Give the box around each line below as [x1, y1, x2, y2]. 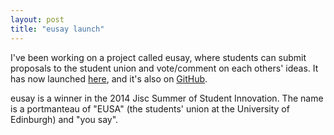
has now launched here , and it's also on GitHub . [10, 72, 208, 85]
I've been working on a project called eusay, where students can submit [10, 51, 307, 63]
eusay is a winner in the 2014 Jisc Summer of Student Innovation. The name [10, 92, 324, 104]
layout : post [10, 14, 65, 25]
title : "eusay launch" [10, 24, 105, 34]
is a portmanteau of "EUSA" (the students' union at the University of [10, 102, 290, 115]
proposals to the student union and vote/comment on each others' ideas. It [10, 62, 319, 74]
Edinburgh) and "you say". [10, 113, 119, 125]
